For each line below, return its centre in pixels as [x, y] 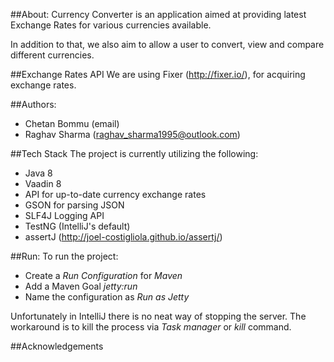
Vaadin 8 [43, 183]
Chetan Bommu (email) [72, 123]
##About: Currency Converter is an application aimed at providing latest [158, 14]
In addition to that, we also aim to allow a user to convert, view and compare [167, 44]
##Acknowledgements [57, 346]
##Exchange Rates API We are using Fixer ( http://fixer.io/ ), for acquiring [158, 74]
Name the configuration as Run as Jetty [107, 297]
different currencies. [52, 55]
